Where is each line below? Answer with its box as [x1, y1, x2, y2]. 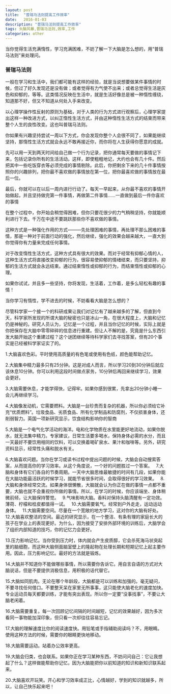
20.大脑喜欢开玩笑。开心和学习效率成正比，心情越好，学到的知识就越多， [5, 677, 159, 683]
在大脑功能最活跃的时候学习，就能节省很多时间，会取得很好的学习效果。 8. [5, 476, 165, 482]
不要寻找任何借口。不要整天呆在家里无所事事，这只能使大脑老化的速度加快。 [5, 585, 166, 591]
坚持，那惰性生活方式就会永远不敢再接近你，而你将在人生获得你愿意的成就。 [5, 139, 166, 145]
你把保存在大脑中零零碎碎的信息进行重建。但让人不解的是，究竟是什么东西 [5, 328, 161, 334]
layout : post [5, 7, 33, 13]
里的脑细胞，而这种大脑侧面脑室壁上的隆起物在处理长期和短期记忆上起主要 [5, 544, 161, 550]
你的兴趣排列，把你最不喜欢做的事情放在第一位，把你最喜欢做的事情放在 [9, 169, 161, 175]
